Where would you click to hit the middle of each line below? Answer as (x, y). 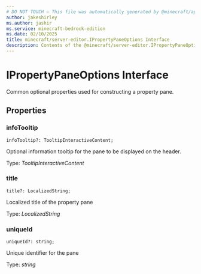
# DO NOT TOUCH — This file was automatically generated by (83, 12)
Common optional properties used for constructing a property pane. (90, 91)
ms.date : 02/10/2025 (32, 34)
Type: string (21, 264)
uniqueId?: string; (31, 242)
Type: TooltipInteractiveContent (45, 163)
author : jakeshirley (32, 17)
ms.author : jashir (29, 23)
